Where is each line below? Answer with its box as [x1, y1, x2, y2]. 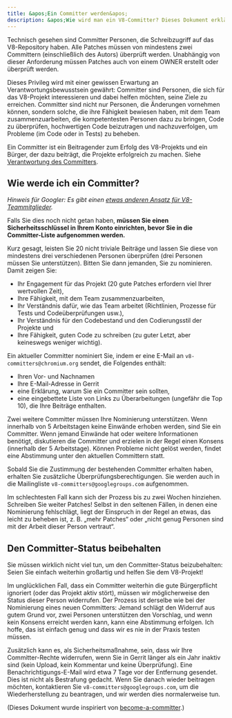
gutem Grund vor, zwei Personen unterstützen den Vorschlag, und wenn [7, 611, 213, 619]
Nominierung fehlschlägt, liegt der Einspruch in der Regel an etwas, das [7, 508, 211, 516]
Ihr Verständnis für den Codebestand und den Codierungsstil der [17, 317, 202, 325]
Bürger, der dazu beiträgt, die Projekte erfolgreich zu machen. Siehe [7, 150, 202, 159]
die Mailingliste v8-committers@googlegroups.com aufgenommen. [7, 480, 189, 488]
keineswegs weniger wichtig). [17, 339, 102, 347]
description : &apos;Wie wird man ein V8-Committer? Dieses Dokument [7, 17, 209, 23]
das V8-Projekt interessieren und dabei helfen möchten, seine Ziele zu [7, 92, 208, 101]
